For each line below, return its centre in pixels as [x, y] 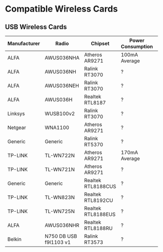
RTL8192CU [98, 200]
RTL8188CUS [100, 186]
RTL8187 [95, 103]
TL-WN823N [60, 197]
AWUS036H [58, 100]
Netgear [17, 127]
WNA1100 [57, 127]
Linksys [16, 114]
